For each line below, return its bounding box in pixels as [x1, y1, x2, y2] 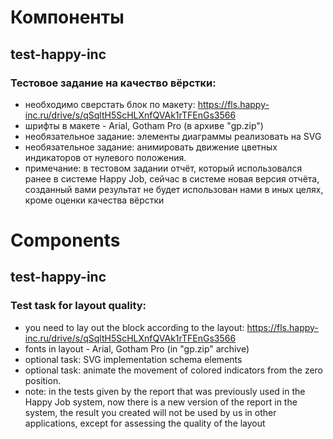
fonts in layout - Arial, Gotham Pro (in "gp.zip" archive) [24, 342, 250, 355]
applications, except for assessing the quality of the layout [24, 417, 266, 429]
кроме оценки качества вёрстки [24, 194, 165, 206]
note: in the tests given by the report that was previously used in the [24, 385, 306, 397]
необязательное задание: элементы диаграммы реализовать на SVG [24, 130, 322, 142]
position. [24, 374, 62, 386]
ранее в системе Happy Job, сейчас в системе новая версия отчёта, [24, 172, 320, 185]
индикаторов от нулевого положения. [24, 151, 187, 163]
